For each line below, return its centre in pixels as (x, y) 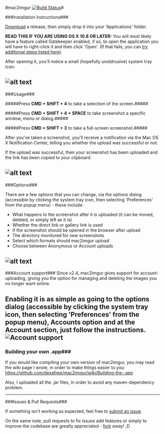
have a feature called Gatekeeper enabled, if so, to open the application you (82, 41)
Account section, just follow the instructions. (75, 330)
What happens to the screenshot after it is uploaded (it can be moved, (83, 214)
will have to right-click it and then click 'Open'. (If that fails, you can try (77, 47)
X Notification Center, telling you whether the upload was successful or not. (82, 142)
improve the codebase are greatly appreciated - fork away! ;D (68, 426)
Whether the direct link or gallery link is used (57, 225)
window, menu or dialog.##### (37, 118)
